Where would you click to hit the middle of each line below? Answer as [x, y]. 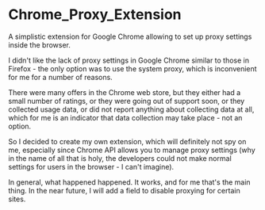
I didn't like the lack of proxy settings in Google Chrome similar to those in [129, 60]
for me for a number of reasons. [60, 77]
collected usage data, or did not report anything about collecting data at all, [131, 109]
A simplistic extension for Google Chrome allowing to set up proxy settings [130, 36]
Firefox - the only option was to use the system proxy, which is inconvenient [132, 68]
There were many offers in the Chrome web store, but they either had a [125, 92]
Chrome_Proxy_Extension [95, 15]
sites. [17, 199]
